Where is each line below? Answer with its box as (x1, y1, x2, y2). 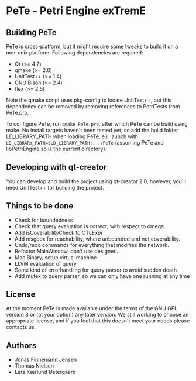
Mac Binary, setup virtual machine (14, 253, 97, 261)
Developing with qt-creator (6, 162, 107, 172)
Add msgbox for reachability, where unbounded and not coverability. (14, 235, 180, 242)
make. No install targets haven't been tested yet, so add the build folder (6, 127, 178, 133)
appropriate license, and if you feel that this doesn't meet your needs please (6, 317, 190, 324)
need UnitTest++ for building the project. (6, 184, 104, 191)
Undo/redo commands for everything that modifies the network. (14, 241, 170, 248)
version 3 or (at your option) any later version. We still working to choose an (6, 311, 189, 318)
